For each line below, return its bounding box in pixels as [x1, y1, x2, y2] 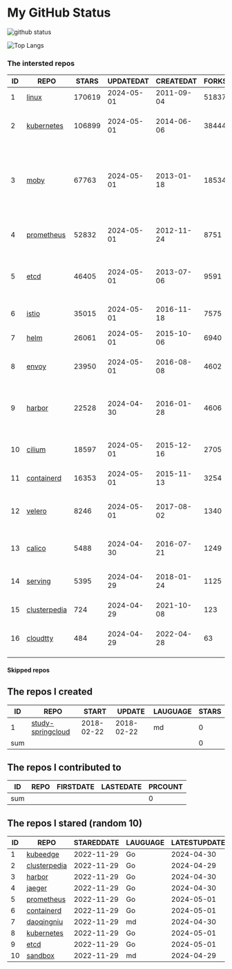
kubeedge [26, 850, 60, 860]
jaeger [26, 883, 48, 893]
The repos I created [7, 686, 93, 697]
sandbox [26, 951, 55, 961]
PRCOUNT [148, 782, 184, 792]
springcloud [30, 727, 70, 736]
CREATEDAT [155, 76, 197, 86]
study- [30, 718, 55, 728]
